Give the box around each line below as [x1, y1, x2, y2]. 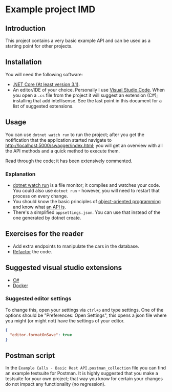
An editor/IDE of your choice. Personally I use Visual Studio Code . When [12, 86, 165, 93]
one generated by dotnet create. [12, 214, 81, 221]
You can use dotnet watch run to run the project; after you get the [5, 132, 145, 138]
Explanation [5, 170, 36, 178]
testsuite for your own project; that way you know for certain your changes [5, 376, 163, 382]
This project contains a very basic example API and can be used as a [5, 37, 151, 43]
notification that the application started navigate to [5, 137, 112, 143]
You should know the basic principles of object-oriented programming [12, 198, 161, 204]
